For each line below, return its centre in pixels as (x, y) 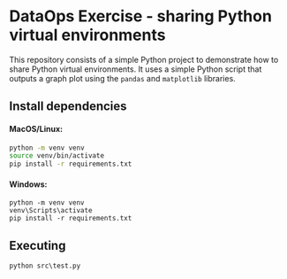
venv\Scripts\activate (51, 211)
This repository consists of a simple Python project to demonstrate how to (144, 59)
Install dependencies (68, 107)
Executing (38, 245)
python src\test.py (45, 266)
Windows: (28, 184)
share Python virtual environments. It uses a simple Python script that (136, 69)
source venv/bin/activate (57, 156)
